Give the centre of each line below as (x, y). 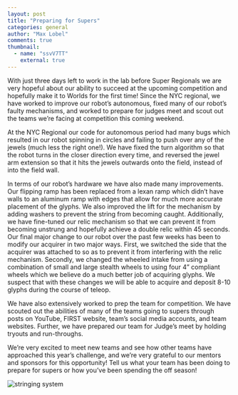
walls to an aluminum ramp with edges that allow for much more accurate (115, 199)
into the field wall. (33, 170)
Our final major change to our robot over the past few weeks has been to (114, 236)
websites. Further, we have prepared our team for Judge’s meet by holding (117, 326)
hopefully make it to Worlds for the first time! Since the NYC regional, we (114, 95)
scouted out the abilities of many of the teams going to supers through (111, 311)
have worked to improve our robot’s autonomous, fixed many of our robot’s (117, 103)
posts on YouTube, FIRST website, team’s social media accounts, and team (117, 318)
